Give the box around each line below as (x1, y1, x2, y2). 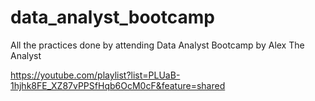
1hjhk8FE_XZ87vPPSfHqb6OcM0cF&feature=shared (10, 79, 226, 91)
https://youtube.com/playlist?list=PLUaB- (10, 69, 181, 81)
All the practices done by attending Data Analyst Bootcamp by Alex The (10, 39, 305, 51)
